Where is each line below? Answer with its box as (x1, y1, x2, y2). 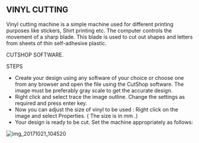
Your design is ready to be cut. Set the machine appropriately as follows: (14, 119, 194, 126)
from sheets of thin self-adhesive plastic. (6, 39, 107, 46)
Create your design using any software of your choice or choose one (14, 74, 184, 81)
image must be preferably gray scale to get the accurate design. (14, 86, 173, 94)
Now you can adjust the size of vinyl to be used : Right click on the (14, 105, 179, 113)
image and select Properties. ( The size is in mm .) (14, 112, 138, 119)
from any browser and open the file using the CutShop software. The (14, 80, 184, 88)
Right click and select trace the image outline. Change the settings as (14, 93, 185, 100)
